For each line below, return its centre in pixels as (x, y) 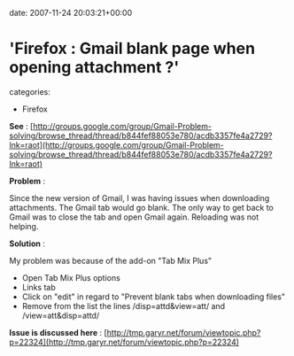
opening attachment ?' (94, 68)
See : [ (21, 126)
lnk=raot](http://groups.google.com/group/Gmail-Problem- (116, 144)
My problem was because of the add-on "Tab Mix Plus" (111, 260)
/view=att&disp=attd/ (61, 315)
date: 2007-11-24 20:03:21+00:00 (71, 13)
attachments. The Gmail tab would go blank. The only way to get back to (142, 207)
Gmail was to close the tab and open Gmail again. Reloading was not (134, 217)
